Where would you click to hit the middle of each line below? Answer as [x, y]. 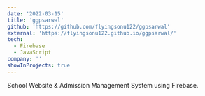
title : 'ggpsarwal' [36, 20]
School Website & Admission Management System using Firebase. [103, 85]
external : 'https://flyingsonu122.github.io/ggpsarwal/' [92, 33]
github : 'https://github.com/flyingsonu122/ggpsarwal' [89, 26]
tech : [15, 40]
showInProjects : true [39, 65]
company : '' [24, 59]
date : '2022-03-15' [36, 14]
